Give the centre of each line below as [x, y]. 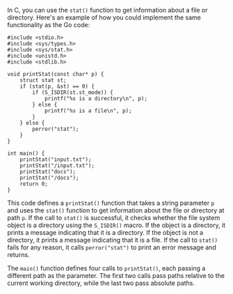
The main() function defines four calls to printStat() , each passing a [106, 268]
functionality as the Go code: [49, 25]
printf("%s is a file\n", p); [88, 111]
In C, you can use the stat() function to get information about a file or [107, 10]
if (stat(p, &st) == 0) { [57, 86]
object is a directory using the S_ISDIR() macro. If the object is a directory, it [116, 225]
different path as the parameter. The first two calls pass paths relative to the [116, 276]
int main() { [26, 153]
